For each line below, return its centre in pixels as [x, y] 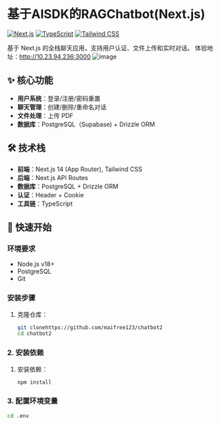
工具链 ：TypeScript [45, 204]
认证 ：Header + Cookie [50, 195]
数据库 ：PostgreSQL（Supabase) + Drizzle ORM [86, 124]
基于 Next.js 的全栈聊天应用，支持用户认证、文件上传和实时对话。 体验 [107, 48]
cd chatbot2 [34, 334]
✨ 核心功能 [30, 80]
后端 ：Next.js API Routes [52, 177]
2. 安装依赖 [26, 353]
